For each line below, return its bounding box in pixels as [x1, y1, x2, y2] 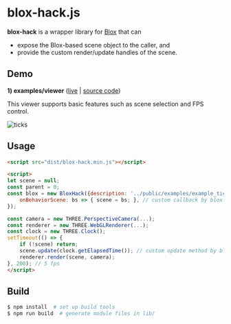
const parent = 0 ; [7, 184, 60, 191]
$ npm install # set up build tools [7, 304, 115, 311]
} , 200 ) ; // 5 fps [7, 260, 60, 267]
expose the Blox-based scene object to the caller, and [16, 41, 170, 49]
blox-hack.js [7, 5, 80, 21]
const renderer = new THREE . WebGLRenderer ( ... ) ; [7, 222, 149, 228]
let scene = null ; [7, 177, 60, 184]
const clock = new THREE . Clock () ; [7, 228, 107, 235]
